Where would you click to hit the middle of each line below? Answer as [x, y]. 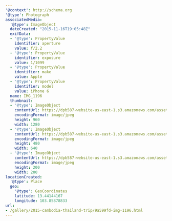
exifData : [20, 34]
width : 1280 [27, 124]
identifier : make [33, 72]
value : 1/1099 [29, 63]
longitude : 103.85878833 [41, 200]
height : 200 [27, 167]
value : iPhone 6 [32, 91]
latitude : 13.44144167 [39, 196]
